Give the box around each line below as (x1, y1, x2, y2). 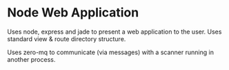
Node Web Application (7, 5, 139, 21)
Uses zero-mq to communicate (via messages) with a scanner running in (7, 48, 214, 56)
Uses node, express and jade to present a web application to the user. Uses (7, 27, 222, 36)
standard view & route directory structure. (7, 34, 126, 43)
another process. (7, 55, 56, 63)
